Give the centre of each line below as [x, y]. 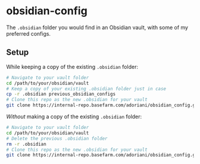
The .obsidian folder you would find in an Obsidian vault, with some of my [97, 27]
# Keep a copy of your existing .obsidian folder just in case [86, 89]
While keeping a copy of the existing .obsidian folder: [72, 67]
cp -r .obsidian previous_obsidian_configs [61, 94]
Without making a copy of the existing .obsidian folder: [74, 116]
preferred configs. [29, 33]
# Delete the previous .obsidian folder [57, 138]
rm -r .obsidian [26, 144]
